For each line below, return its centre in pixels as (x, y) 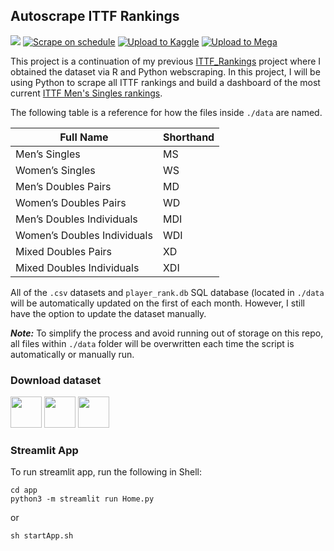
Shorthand (188, 137)
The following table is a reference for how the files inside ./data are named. (166, 112)
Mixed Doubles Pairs (64, 251)
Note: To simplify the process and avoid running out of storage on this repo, (167, 333)
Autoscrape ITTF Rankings (95, 16)
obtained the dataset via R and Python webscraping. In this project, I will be (165, 71)
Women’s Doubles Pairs (71, 202)
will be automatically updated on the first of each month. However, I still (157, 303)
